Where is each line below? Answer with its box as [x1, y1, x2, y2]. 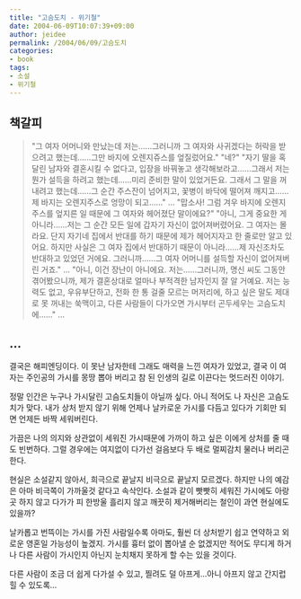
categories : [9, 47, 54, 56]
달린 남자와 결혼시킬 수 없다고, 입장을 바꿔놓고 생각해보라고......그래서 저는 [31, 163, 290, 174]
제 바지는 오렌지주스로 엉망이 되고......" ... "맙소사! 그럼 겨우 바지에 [31, 197, 262, 207]
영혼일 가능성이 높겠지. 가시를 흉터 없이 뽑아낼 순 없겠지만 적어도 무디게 [25, 538, 276, 549]
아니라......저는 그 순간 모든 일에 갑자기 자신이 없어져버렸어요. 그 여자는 [31, 219, 278, 230]
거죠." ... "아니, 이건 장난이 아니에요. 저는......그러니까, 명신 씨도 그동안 [40, 264, 286, 275]
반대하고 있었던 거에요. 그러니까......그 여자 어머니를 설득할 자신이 [31, 253, 259, 264]
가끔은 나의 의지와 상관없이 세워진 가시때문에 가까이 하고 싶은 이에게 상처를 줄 [9, 433, 280, 444]
